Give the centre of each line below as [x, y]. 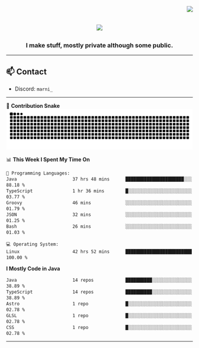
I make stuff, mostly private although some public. [99, 46]
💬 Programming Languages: [38, 173]
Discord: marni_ [34, 89]
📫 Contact [27, 71]
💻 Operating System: [33, 244]
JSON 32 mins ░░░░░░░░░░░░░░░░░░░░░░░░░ [99, 215]
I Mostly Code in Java [33, 269]
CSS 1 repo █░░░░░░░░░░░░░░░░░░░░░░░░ [99, 328]
